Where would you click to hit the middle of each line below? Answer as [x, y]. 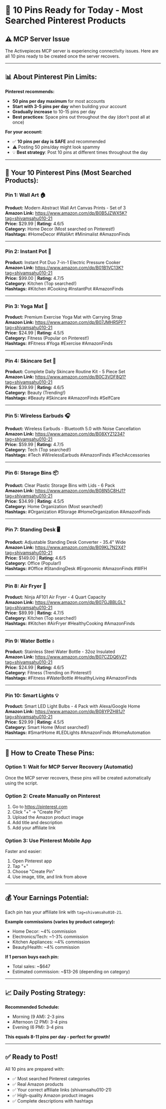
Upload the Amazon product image [48, 817]
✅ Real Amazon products [38, 1084]
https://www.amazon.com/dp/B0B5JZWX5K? [81, 213]
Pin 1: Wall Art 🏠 [25, 195]
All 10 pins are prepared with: [35, 1069]
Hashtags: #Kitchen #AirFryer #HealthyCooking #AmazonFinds [70, 623]
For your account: [24, 131]
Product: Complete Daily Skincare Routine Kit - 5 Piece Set [65, 372]
